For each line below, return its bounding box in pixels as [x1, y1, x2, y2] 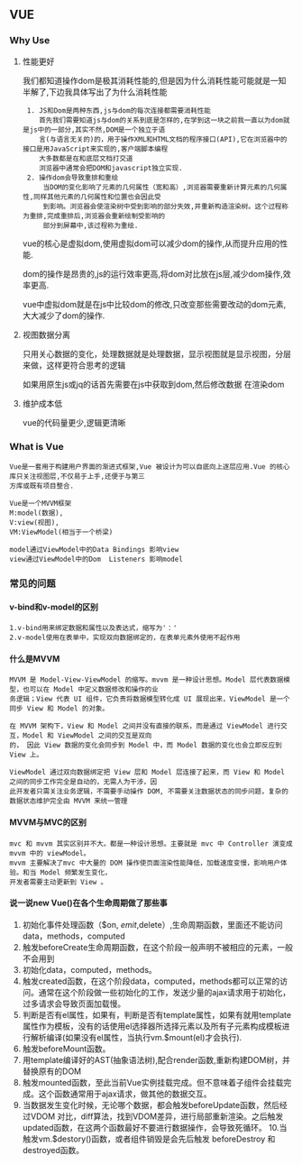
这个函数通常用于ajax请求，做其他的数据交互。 [38, 1088, 212, 1099]
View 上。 [9, 750, 43, 760]
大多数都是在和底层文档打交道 [39, 153, 133, 163]
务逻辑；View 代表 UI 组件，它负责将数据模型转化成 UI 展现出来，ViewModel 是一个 [9, 694, 290, 704]
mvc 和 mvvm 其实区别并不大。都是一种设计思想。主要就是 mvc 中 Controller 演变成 [9, 839, 293, 848]
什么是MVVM [9, 653, 60, 664]
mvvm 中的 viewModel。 [9, 848, 91, 857]
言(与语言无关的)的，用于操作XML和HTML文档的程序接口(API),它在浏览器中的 [39, 134, 288, 143]
